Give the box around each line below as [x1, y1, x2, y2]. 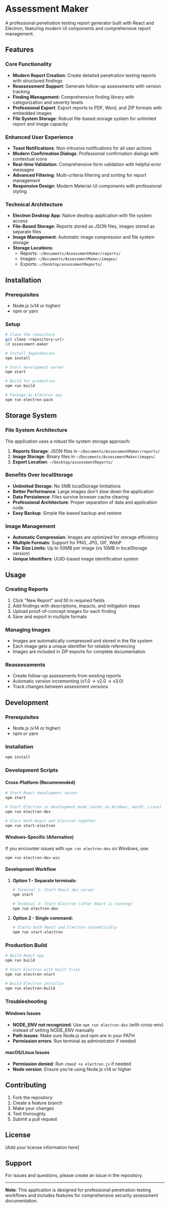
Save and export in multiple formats [12, 613, 87, 620]
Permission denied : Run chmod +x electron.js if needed [12, 1061, 132, 1067]
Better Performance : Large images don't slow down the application [12, 488, 154, 494]
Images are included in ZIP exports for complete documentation [12, 648, 146, 655]
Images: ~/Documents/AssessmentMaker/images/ [20, 256, 118, 262]
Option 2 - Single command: [12, 915, 73, 921]
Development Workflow [5, 866, 57, 872]
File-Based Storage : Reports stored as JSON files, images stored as [12, 223, 155, 229]
